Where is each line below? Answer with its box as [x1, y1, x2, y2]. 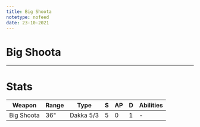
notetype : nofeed [6, 14, 49, 20]
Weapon [12, 101, 37, 110]
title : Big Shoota [6, 8, 52, 15]
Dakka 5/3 [70, 111, 99, 119]
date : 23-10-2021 [6, 20, 49, 26]
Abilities [139, 101, 163, 110]
